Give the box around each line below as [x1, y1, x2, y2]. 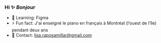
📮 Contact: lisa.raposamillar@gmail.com [11, 32, 92, 38]
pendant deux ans [11, 27, 48, 33]
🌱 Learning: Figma [11, 15, 49, 21]
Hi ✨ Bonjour [4, 4, 36, 11]
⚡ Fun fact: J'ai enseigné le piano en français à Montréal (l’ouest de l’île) [11, 20, 157, 26]
